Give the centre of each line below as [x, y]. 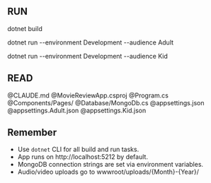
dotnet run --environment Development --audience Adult [91, 42]
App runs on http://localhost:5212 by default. [83, 157]
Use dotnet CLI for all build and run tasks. [78, 149]
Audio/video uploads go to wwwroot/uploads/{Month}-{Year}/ [108, 172]
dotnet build [25, 28]
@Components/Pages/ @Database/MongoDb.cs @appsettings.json [106, 102]
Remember [32, 132]
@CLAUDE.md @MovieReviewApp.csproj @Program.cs [88, 95]
